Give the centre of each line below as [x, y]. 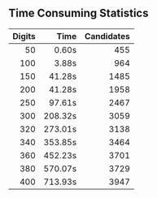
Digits [24, 36]
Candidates [107, 36]
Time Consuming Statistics [78, 13]
